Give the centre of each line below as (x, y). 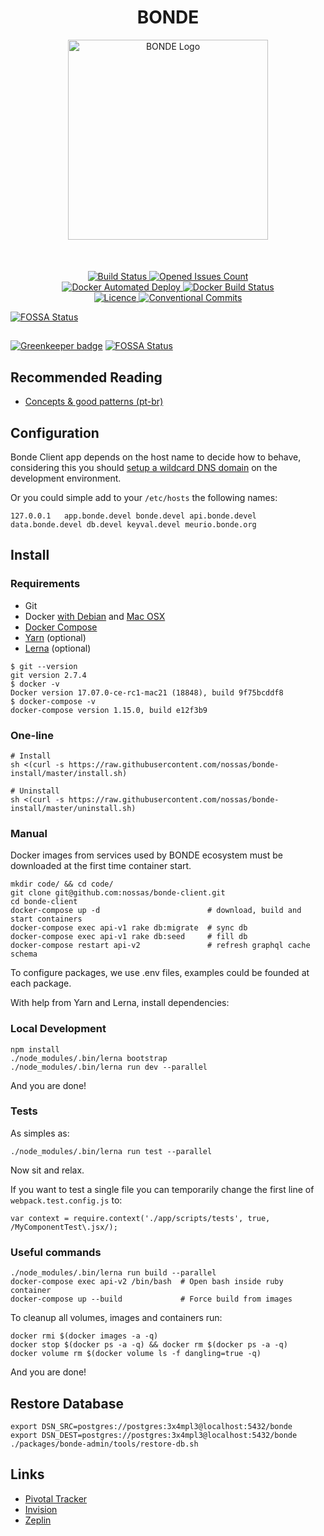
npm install (35, 1049)
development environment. (66, 478)
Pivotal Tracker (56, 1498)
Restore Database (67, 1403)
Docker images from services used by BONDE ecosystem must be (146, 855)
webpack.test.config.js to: (66, 1200)
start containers (46, 919)
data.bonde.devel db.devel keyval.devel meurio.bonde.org (133, 524)
